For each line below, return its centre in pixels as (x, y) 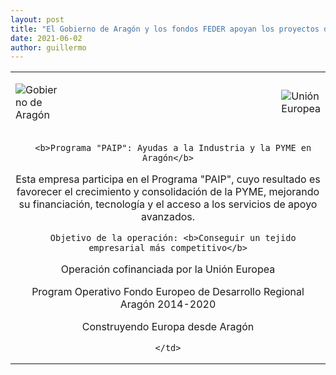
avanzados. (168, 217)
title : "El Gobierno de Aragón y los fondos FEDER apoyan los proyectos (165, 29)
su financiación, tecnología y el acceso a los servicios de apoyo (168, 204)
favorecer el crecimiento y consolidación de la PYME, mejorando (168, 192)
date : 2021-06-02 (46, 38)
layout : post (37, 19)
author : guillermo (48, 47)
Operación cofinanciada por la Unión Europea (168, 269)
